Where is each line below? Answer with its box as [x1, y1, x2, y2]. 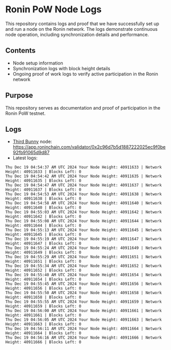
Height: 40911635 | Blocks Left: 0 [5, 178, 82, 183]
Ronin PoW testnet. [5, 110, 46, 116]
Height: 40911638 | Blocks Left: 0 [5, 196, 82, 201]
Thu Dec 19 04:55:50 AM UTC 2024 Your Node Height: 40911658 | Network [5, 291, 162, 296]
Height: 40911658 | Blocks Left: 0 [5, 295, 82, 300]
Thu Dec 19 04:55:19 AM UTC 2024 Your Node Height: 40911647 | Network [5, 237, 162, 242]
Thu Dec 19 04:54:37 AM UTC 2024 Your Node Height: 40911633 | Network [5, 165, 162, 170]
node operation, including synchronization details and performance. [5, 31, 149, 37]
